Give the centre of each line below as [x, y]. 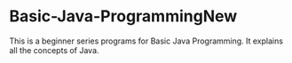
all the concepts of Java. [54, 50]
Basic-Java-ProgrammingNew [123, 16]
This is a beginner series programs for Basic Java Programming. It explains [146, 41]
